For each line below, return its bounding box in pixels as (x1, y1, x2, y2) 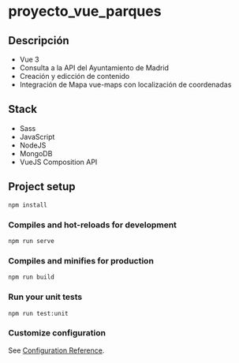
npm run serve (8, 237, 55, 245)
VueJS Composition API (19, 157, 98, 167)
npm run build (8, 273, 55, 282)
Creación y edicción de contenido (19, 72, 130, 80)
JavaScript (19, 132, 55, 141)
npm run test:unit (8, 309, 69, 317)
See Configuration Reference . (8, 346, 105, 355)
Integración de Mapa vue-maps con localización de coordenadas (19, 80, 232, 89)
